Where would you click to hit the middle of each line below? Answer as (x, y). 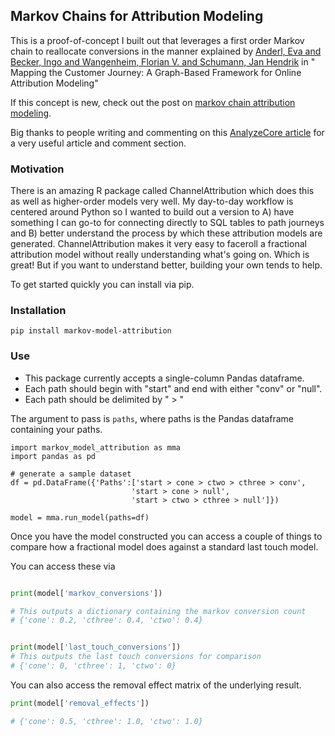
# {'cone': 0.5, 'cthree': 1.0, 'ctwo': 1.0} (106, 721)
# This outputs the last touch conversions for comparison (136, 657)
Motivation (37, 169)
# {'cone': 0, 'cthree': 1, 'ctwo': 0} (93, 666)
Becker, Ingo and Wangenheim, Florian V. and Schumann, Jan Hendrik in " (163, 61)
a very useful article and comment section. (98, 143)
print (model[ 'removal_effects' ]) (80, 703)
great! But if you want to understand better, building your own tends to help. (166, 265)
